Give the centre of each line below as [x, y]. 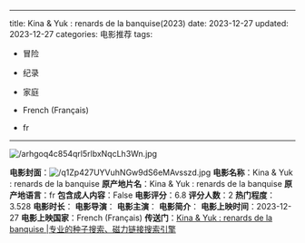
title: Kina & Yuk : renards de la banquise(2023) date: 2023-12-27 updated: [149, 23]
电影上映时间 [225, 206]
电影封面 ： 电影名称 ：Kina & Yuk [151, 172]
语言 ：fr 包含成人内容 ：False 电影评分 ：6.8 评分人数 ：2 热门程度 [146, 195]
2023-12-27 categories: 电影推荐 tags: [81, 34]
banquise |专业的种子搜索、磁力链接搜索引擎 [93, 229]
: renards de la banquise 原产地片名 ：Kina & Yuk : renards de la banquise [146, 184]
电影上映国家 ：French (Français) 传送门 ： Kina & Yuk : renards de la [147, 218]
